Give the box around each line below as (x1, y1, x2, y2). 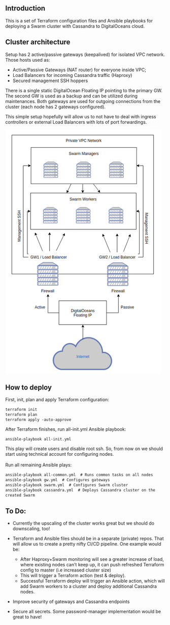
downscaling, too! (12, 526, 50, 532)
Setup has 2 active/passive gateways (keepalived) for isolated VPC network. (5, 51, 165, 58)
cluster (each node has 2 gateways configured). (5, 103, 106, 110)
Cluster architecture (5, 38, 71, 46)
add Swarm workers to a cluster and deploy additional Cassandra (20, 583, 157, 589)
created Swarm (5, 493, 36, 498)
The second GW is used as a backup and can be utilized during (5, 93, 138, 99)
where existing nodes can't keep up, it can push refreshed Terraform (20, 562, 164, 568)
